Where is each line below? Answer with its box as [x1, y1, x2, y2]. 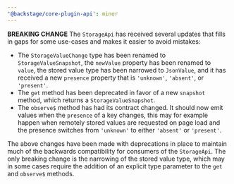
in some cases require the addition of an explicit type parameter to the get [7, 161, 223, 170]
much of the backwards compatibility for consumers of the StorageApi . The [7, 147, 226, 155]
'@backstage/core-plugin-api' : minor [7, 10, 118, 18]
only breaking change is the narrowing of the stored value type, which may [7, 154, 226, 163]
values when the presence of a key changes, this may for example [17, 111, 209, 119]
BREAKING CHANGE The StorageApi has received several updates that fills [7, 30, 226, 38]
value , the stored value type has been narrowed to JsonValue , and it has [17, 66, 226, 74]
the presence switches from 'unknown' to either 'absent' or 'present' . [17, 125, 222, 134]
